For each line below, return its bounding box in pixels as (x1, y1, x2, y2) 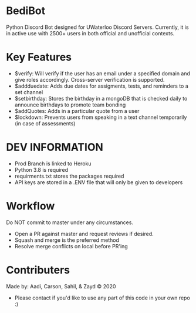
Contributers (6, 263, 70, 277)
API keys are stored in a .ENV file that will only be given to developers (14, 178, 183, 186)
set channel (14, 88, 43, 95)
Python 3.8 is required (14, 166, 69, 173)
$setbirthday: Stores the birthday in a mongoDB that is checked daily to (14, 95, 188, 102)
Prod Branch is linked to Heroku (14, 160, 92, 167)
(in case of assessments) (14, 119, 76, 127)
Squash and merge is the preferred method (14, 237, 119, 244)
